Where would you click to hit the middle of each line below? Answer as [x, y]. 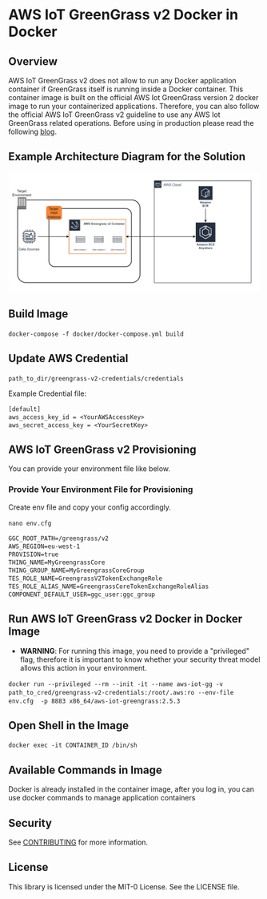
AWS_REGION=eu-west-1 [44, 546]
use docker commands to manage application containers [102, 798]
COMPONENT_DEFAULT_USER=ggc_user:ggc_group [82, 595]
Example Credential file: [47, 393]
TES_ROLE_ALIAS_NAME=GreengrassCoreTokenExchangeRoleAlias [109, 587]
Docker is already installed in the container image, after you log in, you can [131, 789]
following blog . [33, 131]
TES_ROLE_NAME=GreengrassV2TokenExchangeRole [85, 579]
